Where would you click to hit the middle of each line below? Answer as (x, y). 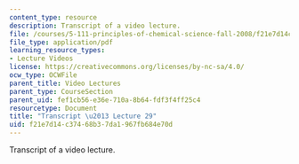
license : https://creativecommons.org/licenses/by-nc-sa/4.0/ (127, 67)
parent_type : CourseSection (61, 91)
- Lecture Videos (41, 59)
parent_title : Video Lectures (65, 83)
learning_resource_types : (57, 51)
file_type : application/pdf (61, 42)
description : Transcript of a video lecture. (95, 26)
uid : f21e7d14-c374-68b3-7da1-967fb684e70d (91, 125)
